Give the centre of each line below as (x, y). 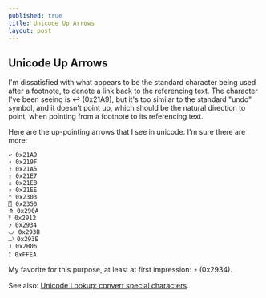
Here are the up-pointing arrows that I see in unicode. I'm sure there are (127, 132)
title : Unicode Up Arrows (51, 23)
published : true (35, 16)
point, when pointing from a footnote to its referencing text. (106, 116)
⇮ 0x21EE (23, 190)
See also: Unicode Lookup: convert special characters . (99, 286)
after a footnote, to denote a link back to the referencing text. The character (133, 91)
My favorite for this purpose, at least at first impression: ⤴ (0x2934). (120, 270)
